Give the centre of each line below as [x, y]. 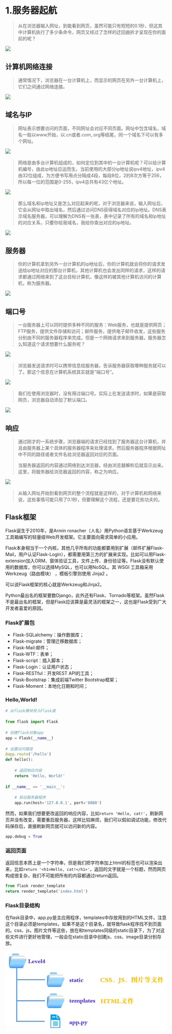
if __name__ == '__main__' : [35, 787]
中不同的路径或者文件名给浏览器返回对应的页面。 [69, 454]
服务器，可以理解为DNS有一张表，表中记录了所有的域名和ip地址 [99, 216]
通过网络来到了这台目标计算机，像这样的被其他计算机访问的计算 [94, 277]
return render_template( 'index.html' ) [47, 891]
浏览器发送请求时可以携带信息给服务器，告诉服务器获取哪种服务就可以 [92, 366]
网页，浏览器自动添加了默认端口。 [54, 400]
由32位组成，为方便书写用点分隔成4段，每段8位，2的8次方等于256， [91, 175]
